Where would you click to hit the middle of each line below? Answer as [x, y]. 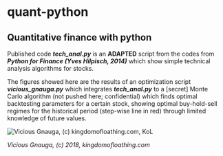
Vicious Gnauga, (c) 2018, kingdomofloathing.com [78, 145]
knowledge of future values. [47, 118]
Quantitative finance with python [79, 37]
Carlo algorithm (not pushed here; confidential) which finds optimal [102, 96]
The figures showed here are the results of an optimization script [99, 82]
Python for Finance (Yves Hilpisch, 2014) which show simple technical [109, 61]
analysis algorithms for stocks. [51, 68]
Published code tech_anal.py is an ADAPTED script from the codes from [111, 54]
